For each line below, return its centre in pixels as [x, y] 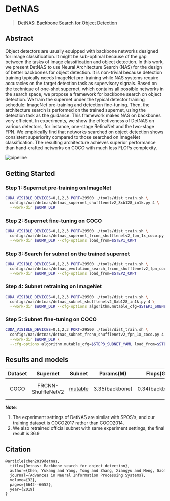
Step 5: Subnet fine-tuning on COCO [51, 319]
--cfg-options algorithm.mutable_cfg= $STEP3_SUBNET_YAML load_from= [83, 344]
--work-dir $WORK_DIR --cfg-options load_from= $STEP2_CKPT [73, 274]
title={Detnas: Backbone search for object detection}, [70, 466]
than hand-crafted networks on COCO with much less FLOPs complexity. [81, 148]
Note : [11, 407]
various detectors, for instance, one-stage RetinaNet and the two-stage [80, 126]
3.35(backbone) [113, 389]
